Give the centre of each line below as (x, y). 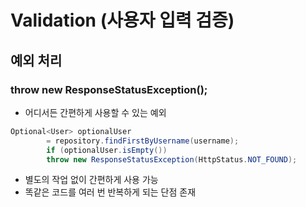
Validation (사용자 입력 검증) (122, 20)
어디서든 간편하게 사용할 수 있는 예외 (95, 112)
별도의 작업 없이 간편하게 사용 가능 (91, 180)
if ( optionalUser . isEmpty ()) (107, 150)
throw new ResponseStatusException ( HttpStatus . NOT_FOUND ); (172, 159)
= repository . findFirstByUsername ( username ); (143, 141)
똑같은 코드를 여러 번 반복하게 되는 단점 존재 (110, 192)
